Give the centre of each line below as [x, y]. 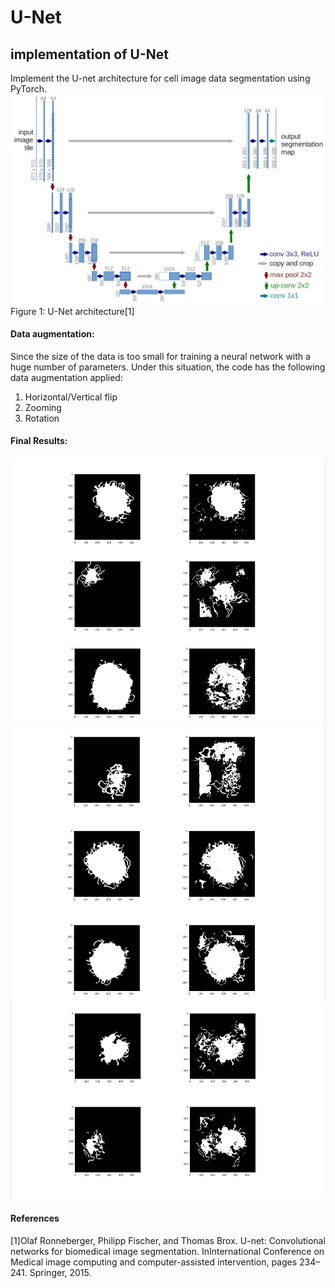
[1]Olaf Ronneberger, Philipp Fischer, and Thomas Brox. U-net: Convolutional [168, 1240]
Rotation [42, 418]
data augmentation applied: [66, 377]
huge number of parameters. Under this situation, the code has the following [168, 367]
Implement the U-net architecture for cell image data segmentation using [160, 78]
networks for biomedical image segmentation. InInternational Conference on [167, 1251]
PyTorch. [29, 89]
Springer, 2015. [60, 1272]
